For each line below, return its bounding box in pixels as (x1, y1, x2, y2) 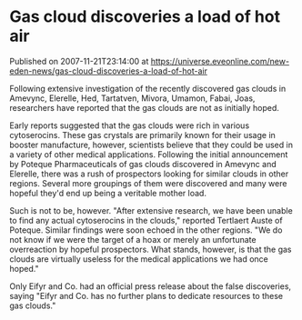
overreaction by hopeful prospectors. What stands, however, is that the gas (9, 244, 292, 255)
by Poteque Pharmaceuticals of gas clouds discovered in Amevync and (9, 158, 277, 169)
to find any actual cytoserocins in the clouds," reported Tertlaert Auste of (9, 215, 284, 225)
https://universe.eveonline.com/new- (150, 55, 289, 66)
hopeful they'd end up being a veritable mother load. (9, 187, 207, 198)
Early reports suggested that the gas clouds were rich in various (9, 120, 250, 131)
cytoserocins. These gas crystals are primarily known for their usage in (9, 129, 276, 140)
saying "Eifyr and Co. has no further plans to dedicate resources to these (9, 290, 284, 301)
